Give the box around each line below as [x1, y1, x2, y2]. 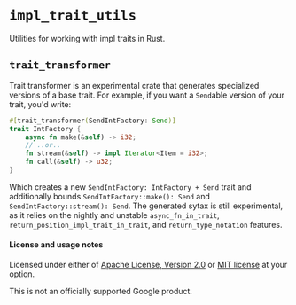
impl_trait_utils [9, 7, 137, 24]
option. [9, 269, 35, 279]
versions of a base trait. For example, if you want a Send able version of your [9, 90, 285, 100]
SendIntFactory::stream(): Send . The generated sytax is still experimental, [9, 200, 284, 211]
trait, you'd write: [9, 98, 72, 109]
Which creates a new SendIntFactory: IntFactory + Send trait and [9, 181, 252, 192]
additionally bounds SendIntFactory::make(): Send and [9, 191, 211, 201]
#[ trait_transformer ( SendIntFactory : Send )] [9, 116, 176, 125]
